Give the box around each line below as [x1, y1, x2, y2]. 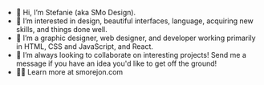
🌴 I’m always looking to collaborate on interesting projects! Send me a [15, 51, 247, 59]
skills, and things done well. [15, 25, 108, 34]
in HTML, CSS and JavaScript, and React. [15, 42, 154, 51]
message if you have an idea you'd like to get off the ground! [15, 59, 217, 68]
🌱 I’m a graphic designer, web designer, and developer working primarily [15, 33, 256, 42]
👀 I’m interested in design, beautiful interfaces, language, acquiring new [15, 16, 254, 26]
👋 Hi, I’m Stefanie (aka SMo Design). [15, 8, 136, 17]
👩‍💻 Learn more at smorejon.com [15, 67, 124, 76]
